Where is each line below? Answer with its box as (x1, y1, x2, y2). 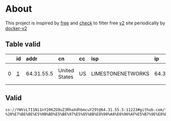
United (58, 67, 74, 74)
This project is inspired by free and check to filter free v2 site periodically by (5, 20, 165, 26)
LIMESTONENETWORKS (91, 70, 150, 77)
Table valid (5, 40, 41, 49)
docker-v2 (5, 25, 27, 31)
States (58, 73, 74, 80)
